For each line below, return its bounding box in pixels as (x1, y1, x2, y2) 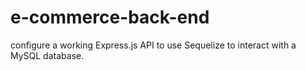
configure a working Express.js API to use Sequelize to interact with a (10, 39, 297, 51)
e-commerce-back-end (10, 6, 210, 29)
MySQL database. (10, 49, 85, 61)
